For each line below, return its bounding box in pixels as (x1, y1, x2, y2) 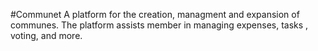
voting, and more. (10, 30, 83, 41)
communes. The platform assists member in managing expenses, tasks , (10, 19, 309, 31)
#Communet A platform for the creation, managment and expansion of (10, 9, 300, 20)
